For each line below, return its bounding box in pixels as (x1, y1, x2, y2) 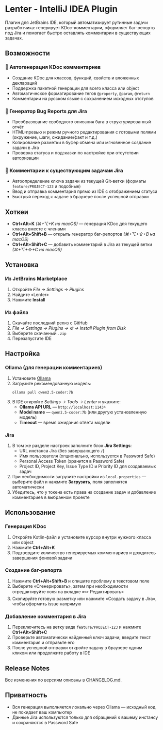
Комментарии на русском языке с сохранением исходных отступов (12, 95, 154, 101)
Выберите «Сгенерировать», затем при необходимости (12, 583, 128, 589)
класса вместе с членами (12, 226, 66, 232)
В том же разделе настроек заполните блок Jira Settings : (12, 442, 132, 449)
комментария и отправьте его (12, 639, 75, 646)
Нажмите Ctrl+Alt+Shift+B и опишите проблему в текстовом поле (12, 578, 149, 584)
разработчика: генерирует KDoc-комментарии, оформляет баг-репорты (5, 24, 156, 30)
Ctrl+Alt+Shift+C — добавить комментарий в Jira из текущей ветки (12, 242, 152, 247)
